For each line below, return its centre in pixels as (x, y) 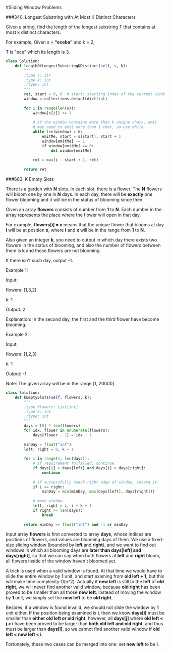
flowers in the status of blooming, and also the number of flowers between (83, 245)
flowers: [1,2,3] (21, 354)
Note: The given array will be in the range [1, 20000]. (61, 383)
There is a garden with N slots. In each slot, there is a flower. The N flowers (84, 189)
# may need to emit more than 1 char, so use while (88, 127)
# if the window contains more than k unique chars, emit (95, 123)
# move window (47, 501)
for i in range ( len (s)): (50, 108)
